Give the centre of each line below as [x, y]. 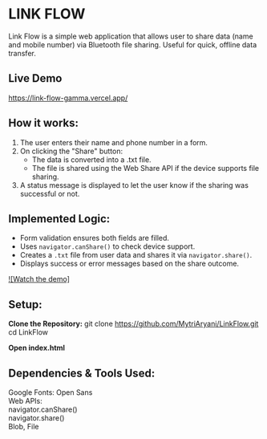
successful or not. [50, 193]
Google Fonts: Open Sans [51, 392]
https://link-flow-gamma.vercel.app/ [68, 98]
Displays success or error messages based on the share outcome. [129, 264]
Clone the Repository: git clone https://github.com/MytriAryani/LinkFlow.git [133, 324]
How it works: [43, 123]
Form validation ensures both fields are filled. [95, 238]
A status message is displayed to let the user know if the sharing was [134, 185]
